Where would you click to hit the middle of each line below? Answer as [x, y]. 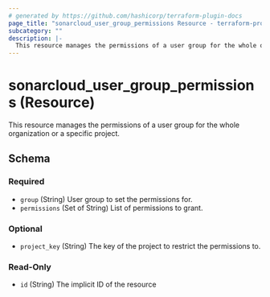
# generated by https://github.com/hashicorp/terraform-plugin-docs [125, 16]
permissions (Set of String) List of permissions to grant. [111, 208]
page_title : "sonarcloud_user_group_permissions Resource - [111, 23]
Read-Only [30, 266]
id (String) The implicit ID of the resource [88, 285]
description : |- [35, 38]
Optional [25, 229]
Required [27, 182]
